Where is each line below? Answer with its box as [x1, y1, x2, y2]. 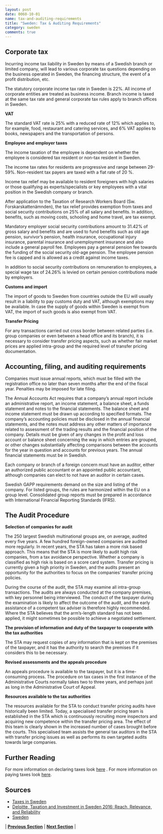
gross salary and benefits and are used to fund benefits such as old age [5, 229, 149, 234]
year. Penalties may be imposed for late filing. [5, 386, 96, 391]
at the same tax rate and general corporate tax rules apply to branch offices [5, 96, 157, 102]
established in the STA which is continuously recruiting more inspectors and [5, 714, 157, 719]
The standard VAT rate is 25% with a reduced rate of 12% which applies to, [5, 120, 156, 126]
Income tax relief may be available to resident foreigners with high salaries [5, 178, 154, 184]
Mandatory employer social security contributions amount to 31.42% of [5, 223, 148, 229]
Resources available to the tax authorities [5, 694, 91, 699]
